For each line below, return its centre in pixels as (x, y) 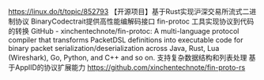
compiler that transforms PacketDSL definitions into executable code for (126, 40)
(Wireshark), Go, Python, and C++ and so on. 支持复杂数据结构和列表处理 (128, 58)
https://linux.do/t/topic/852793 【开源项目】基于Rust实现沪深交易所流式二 (129, 11)
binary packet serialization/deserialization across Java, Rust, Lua (114, 48)
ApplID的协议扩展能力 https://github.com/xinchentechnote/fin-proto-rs (130, 67)
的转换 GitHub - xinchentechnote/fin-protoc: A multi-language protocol (124, 31)
